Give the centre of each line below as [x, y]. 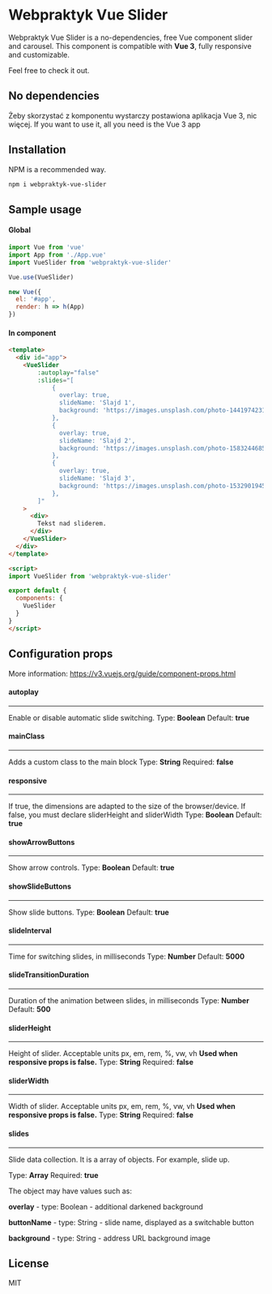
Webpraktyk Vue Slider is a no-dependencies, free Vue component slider [131, 37]
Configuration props [61, 654]
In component [32, 333]
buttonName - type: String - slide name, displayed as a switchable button [132, 1222]
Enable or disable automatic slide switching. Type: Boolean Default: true [129, 717]
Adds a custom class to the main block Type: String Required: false [121, 762]
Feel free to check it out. [49, 70]
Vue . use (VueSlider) [41, 277]
